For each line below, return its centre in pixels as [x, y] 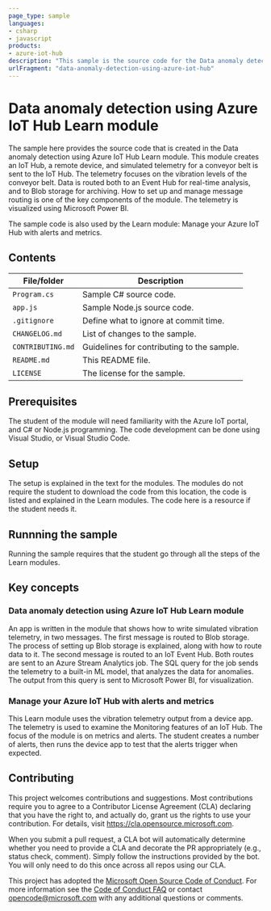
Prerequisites [43, 401]
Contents [32, 258]
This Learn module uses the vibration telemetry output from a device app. [131, 718]
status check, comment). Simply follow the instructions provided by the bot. [134, 856]
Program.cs [33, 294]
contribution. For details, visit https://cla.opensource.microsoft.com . [121, 823]
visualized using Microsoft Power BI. [69, 208]
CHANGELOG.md [38, 333]
